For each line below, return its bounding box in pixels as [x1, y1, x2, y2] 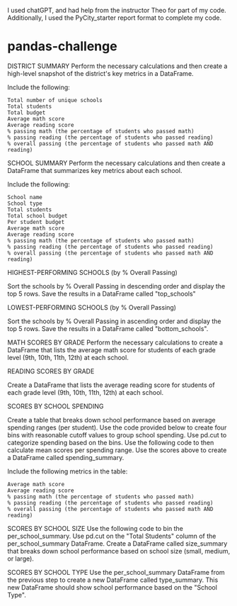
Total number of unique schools [7, 96, 103, 103]
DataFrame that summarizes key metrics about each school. [7, 166, 183, 174]
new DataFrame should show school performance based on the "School [7, 583, 218, 591]
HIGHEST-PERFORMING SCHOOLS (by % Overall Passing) [7, 268, 178, 276]
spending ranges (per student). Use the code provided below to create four [7, 423, 227, 432]
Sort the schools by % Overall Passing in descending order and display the [7, 281, 226, 290]
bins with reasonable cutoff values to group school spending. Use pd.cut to [7, 430, 227, 439]
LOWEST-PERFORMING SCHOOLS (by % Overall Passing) [7, 303, 177, 311]
